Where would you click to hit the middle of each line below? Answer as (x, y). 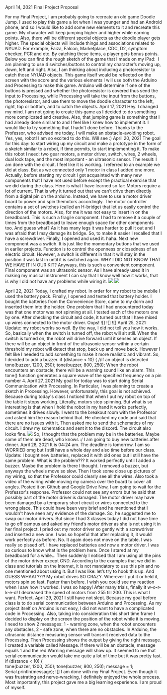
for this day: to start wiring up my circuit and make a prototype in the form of (83, 143)
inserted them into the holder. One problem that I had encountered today (80, 307)
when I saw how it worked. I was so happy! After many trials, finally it (76, 587)
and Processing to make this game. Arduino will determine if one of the (78, 85)
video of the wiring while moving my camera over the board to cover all (78, 482)
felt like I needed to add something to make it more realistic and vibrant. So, (83, 354)
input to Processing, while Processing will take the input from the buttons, (81, 96)
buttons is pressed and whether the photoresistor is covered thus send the (82, 91)
